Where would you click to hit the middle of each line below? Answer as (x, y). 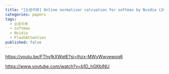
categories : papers (26, 14)
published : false (23, 42)
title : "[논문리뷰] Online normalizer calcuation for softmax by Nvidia (81, 10)
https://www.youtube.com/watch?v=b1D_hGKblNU (57, 66)
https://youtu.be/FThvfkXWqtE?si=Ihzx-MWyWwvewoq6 (64, 56)
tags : (11, 19)
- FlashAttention (28, 38)
